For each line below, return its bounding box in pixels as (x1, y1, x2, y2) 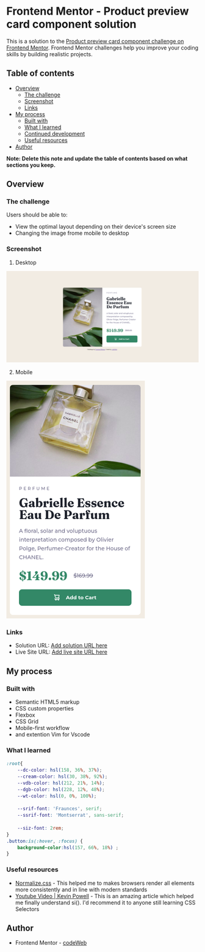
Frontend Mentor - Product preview (6, 4, 189, 18)
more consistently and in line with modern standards (15, 885, 148, 893)
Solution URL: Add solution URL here (15, 642, 108, 649)
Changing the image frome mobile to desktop (15, 229, 129, 237)
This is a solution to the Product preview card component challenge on (6, 37, 184, 45)
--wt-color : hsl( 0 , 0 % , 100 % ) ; (17, 793, 97, 799)
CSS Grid (15, 717, 38, 725)
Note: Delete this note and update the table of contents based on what (6, 155, 188, 162)
